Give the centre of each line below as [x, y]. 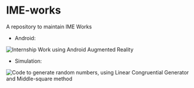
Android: [25, 38]
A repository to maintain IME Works [49, 27]
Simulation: [28, 61]
